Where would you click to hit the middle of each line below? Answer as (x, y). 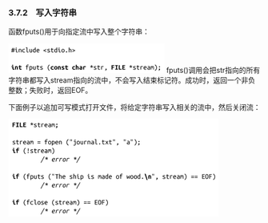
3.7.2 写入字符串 (43, 12)
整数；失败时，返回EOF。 (50, 91)
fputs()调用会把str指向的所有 (213, 71)
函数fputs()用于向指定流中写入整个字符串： (79, 32)
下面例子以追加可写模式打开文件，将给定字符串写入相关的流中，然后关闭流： (134, 107)
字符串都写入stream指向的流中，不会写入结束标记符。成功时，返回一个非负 (132, 80)
